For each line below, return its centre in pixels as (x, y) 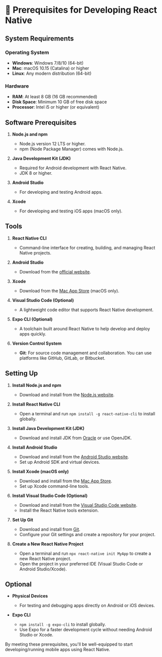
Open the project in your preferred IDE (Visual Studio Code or (81, 564)
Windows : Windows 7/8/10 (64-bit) (48, 63)
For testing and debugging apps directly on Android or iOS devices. (87, 606)
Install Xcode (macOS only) (40, 471)
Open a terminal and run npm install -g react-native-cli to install (87, 413)
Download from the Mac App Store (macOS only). (69, 291)
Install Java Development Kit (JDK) (48, 428)
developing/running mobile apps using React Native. (58, 650)
